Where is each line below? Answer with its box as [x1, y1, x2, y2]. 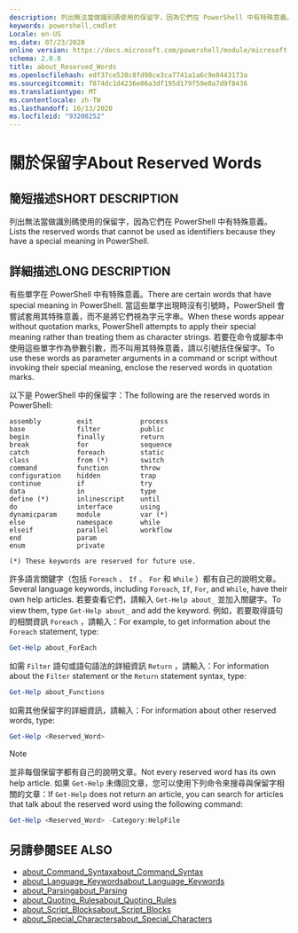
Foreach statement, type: [9, 626, 99, 636]
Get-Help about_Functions [9, 687, 105, 697]
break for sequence [9, 440, 173, 449]
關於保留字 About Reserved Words [9, 153, 263, 173]
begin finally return [9, 432, 165, 441]
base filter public [9, 424, 165, 433]
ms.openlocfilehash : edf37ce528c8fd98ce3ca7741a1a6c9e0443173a [9, 71, 248, 80]
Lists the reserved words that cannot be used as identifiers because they [9, 226, 277, 237]
